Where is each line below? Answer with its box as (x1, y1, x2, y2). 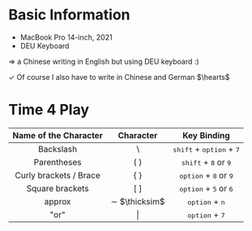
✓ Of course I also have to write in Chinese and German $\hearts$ (8, 72, 230, 82)
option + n (187, 195, 225, 207)
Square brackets (26, 183, 89, 194)
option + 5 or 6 (179, 183, 233, 194)
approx (44, 195, 71, 207)
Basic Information (8, 6, 131, 24)
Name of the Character (12, 129, 103, 141)
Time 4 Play (8, 101, 90, 119)
